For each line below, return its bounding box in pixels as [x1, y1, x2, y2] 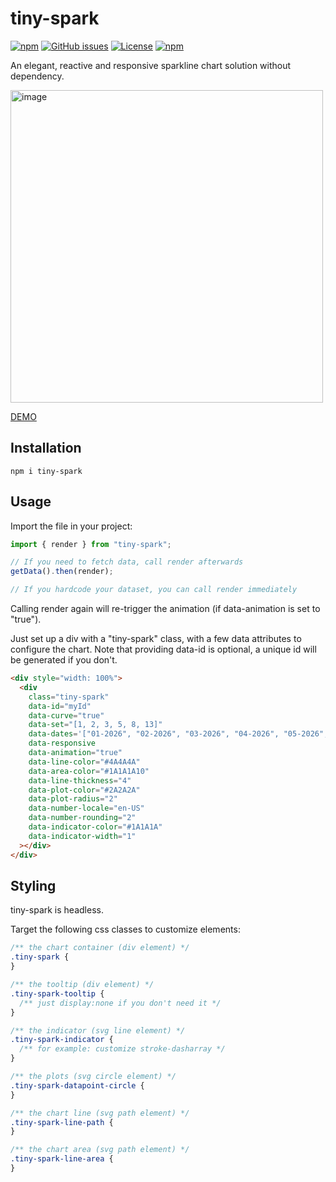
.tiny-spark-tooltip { [10, 988, 105, 999]
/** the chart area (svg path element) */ [10, 1145, 190, 1155]
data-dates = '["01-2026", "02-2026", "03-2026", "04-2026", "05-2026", [28, 729, 329, 739]
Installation [10, 440, 82, 457]
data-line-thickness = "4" [28, 775, 132, 786]
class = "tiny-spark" [28, 692, 110, 702]
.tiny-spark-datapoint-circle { [10, 1080, 145, 1091]
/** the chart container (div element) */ [10, 943, 190, 953]
